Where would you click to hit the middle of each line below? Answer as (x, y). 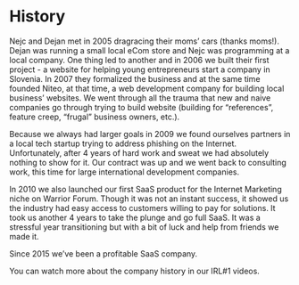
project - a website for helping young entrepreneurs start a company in (140, 69)
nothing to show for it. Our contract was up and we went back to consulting (148, 162)
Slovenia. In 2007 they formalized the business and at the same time (135, 78)
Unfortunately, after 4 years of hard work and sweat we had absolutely (139, 152)
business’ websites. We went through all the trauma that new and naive (140, 98)
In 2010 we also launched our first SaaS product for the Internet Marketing (146, 189)
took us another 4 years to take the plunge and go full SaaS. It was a (135, 217)
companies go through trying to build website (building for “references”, (141, 107)
